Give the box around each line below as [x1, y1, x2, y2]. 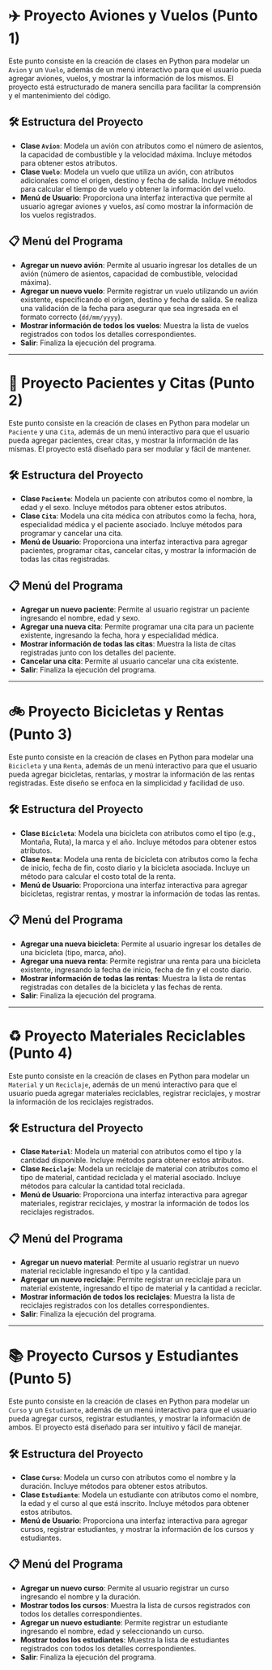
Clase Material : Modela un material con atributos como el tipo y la [19, 1147, 242, 1157]
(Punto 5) [8, 1369, 73, 1388]
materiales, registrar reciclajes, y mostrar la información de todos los [19, 1199, 249, 1209]
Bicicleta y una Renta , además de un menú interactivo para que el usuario [8, 761, 257, 771]
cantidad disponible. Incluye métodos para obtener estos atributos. [19, 1155, 244, 1166]
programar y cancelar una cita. [19, 529, 123, 539]
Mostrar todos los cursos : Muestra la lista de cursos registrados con [19, 1600, 251, 1610]
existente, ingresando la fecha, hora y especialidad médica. [19, 630, 219, 640]
